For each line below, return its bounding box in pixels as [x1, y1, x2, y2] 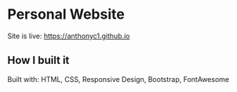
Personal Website [7, 5, 125, 23]
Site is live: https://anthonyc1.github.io [7, 31, 130, 41]
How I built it [7, 54, 70, 67]
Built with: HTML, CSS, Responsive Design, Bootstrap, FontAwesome [7, 74, 229, 83]
